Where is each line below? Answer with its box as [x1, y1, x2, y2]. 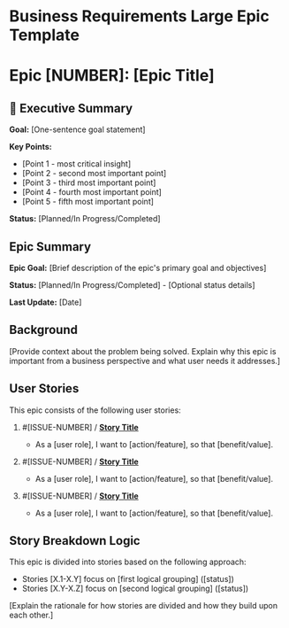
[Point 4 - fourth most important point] [21, 187, 162, 198]
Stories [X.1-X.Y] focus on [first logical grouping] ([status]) [21, 574, 234, 585]
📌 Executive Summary [9, 100, 133, 116]
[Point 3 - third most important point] [21, 177, 156, 188]
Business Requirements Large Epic [9, 6, 270, 27]
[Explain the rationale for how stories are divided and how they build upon [9, 601, 278, 611]
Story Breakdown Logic [9, 533, 141, 548]
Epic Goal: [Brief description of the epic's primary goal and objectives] [9, 263, 267, 273]
